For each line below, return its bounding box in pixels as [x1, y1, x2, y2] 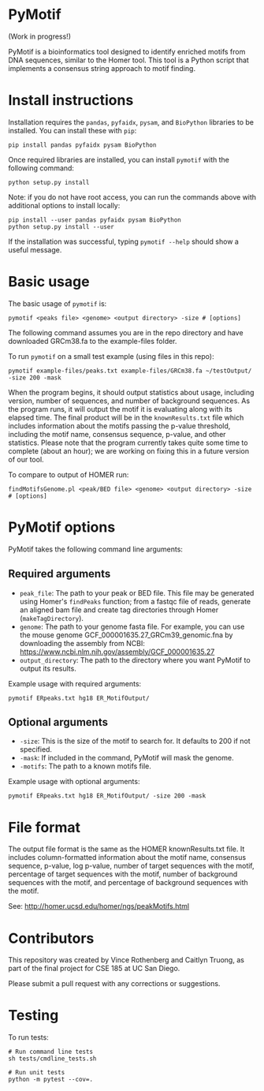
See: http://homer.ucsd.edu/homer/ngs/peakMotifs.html [8, 902, 190, 911]
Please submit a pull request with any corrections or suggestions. [8, 979, 221, 988]
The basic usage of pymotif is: [8, 298, 107, 308]
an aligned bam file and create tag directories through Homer [19, 605, 219, 615]
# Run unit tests [8, 1069, 65, 1077]
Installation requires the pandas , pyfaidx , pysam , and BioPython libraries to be [8, 117, 255, 127]
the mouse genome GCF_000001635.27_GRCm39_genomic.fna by [19, 630, 233, 640]
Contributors [8, 929, 95, 947]
